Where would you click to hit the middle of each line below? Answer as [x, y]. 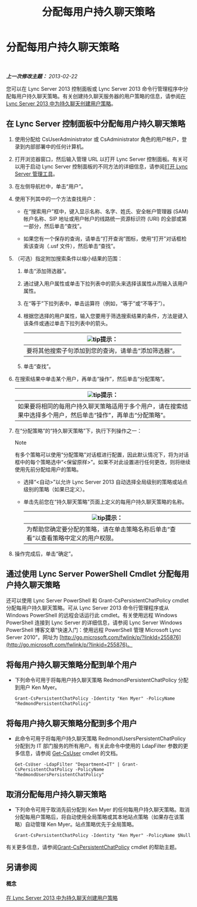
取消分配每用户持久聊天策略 [56, 794]
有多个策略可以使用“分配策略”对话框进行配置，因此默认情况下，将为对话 [102, 455]
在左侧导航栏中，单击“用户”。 [50, 186]
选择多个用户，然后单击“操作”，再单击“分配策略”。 [99, 415]
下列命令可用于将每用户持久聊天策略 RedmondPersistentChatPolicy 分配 [101, 680]
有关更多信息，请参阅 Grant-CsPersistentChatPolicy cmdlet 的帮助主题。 [93, 847]
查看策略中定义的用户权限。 [79, 538]
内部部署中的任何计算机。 [56, 146]
